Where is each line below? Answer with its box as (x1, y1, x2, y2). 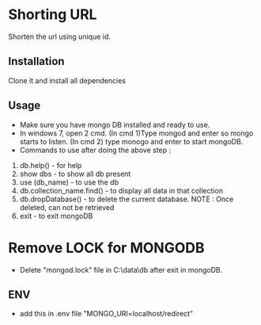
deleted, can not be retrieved (19, 202, 115, 212)
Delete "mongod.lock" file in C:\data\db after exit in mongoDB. (19, 265, 223, 274)
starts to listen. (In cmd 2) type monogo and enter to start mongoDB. (19, 136, 244, 146)
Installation (8, 55, 65, 68)
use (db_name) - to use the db (19, 177, 119, 187)
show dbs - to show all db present (19, 169, 131, 178)
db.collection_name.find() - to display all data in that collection (19, 185, 224, 195)
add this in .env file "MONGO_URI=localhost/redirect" (19, 309, 194, 319)
